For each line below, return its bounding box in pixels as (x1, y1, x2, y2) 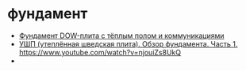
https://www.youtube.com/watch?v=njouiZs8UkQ (18, 47, 182, 57)
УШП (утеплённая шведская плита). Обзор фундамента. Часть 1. (18, 39, 238, 48)
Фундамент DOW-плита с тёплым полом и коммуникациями (18, 31, 225, 40)
